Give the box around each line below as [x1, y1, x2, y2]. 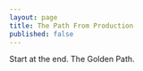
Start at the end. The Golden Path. [9, 54, 136, 65]
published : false [9, 29, 74, 38]
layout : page [9, 12, 58, 22]
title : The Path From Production [9, 21, 134, 30]
